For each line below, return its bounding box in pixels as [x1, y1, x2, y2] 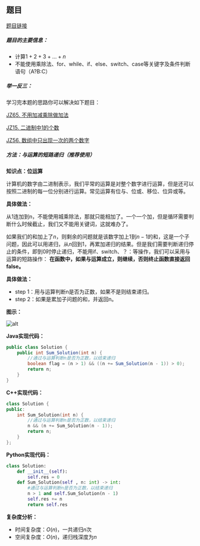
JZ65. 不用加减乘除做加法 [6, 111, 69, 118]
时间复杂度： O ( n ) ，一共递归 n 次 [14, 526, 92, 533]
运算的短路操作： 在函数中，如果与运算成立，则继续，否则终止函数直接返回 [6, 255, 190, 263]
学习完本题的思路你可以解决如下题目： [6, 98, 100, 105]
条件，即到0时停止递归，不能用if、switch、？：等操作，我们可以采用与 [16, 248, 190, 255]
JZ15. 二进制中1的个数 [6, 124, 60, 131]
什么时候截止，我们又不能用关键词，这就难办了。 [11, 220, 132, 227]
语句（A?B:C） [14, 67, 51, 75]
